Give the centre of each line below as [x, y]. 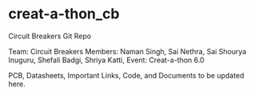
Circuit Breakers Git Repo [50, 36]
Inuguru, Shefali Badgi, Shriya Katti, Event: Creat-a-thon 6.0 [107, 60]
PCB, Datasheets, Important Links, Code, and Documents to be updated [127, 75]
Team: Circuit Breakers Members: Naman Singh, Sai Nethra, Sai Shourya [127, 51]
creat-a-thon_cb [64, 14]
